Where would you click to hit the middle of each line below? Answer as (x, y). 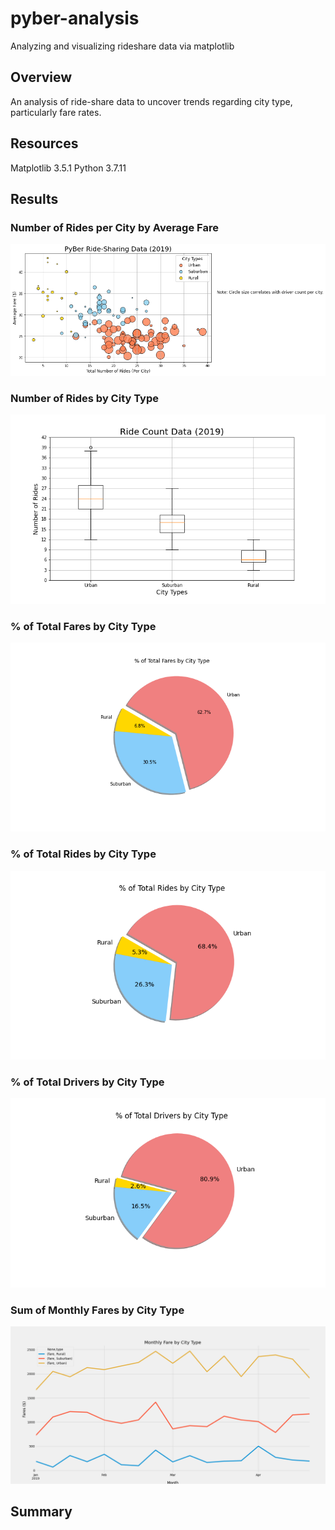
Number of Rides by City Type (85, 398)
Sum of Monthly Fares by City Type (97, 1310)
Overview (41, 77)
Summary (41, 1512)
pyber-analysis (75, 18)
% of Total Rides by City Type (83, 854)
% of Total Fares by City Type (83, 626)
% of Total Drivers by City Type (87, 1082)
